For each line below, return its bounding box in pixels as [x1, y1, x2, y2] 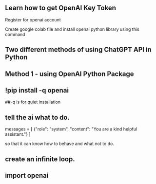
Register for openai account [5, 17, 61, 22]
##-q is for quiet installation [5, 99, 61, 105]
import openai [5, 171, 49, 180]
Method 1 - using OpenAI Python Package [5, 70, 134, 78]
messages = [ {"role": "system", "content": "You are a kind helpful [5, 126, 137, 132]
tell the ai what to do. [5, 113, 70, 121]
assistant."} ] [5, 131, 31, 137]
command [5, 31, 25, 37]
